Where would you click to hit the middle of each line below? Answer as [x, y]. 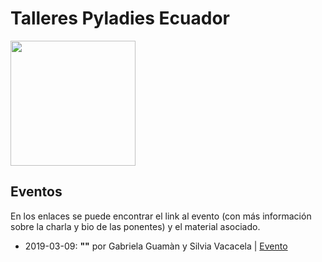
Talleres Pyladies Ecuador [120, 18]
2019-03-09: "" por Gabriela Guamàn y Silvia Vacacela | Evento [156, 246]
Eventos [36, 192]
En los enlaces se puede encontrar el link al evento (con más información [161, 216]
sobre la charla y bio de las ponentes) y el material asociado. [135, 226]
